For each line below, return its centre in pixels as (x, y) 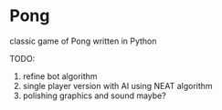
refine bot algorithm (60, 76)
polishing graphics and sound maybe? (94, 95)
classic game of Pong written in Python (83, 41)
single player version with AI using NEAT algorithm (117, 85)
